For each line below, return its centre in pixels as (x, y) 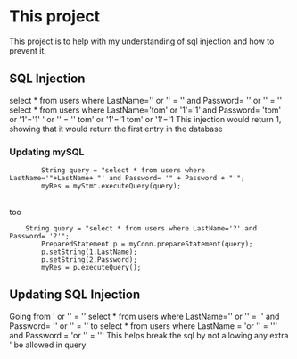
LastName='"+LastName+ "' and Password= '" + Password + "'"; (127, 179)
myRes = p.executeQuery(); (91, 268)
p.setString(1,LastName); (90, 252)
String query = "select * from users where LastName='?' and (141, 229)
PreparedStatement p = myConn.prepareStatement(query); (147, 244)
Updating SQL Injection (75, 295)
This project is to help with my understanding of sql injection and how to (142, 41)
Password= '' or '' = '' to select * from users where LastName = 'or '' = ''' (144, 326)
